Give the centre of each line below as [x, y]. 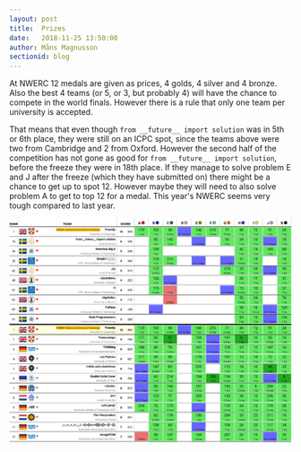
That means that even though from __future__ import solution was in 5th [147, 129]
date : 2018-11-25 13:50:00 [64, 38]
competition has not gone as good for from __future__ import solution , [143, 158]
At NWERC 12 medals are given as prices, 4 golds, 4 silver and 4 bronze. [143, 83]
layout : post [34, 19]
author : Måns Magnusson [54, 48]
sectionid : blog [39, 57]
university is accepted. [51, 112]
